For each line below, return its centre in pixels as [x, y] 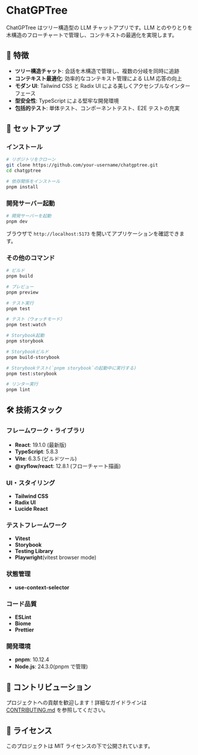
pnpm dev [17, 221]
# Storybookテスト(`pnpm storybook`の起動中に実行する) [71, 368]
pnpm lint [18, 390]
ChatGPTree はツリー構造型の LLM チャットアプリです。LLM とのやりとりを [99, 27]
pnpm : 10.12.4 [32, 659]
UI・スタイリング [31, 483]
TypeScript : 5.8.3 [36, 451]
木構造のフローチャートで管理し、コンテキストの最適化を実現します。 [92, 35]
